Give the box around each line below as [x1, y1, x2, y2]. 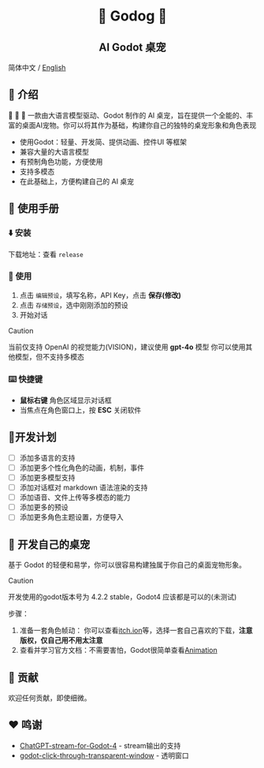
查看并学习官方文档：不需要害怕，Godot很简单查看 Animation [19, 646, 218, 655]
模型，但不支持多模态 [14, 352, 84, 361]
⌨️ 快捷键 [8, 374, 43, 385]
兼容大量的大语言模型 [19, 147, 89, 156]
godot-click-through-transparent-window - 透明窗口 [19, 751, 189, 760]
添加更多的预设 [19, 502, 69, 512]
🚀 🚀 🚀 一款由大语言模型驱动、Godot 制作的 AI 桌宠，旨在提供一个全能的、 [8, 110, 247, 120]
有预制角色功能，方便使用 [19, 157, 103, 166]
